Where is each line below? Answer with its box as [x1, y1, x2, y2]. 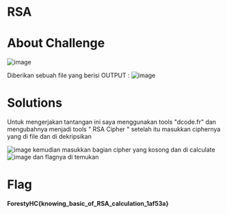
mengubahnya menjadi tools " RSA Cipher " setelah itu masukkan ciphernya [7, 125, 221, 133]
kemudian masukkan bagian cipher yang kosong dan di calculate [33, 146, 215, 154]
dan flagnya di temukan [33, 153, 99, 161]
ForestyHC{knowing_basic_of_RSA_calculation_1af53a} [7, 200, 169, 207]
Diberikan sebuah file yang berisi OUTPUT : [7, 71, 130, 79]
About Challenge [7, 36, 105, 51]
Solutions [7, 95, 63, 111]
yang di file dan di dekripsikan [7, 133, 92, 141]
